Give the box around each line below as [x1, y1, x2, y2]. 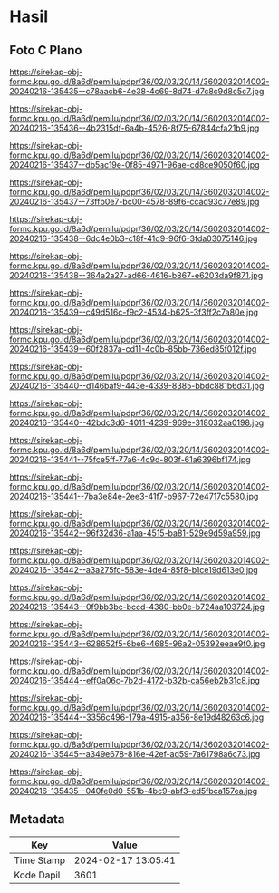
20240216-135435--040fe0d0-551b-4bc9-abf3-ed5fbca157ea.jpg [9, 786, 258, 796]
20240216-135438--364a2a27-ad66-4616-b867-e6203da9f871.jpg [9, 270, 264, 280]
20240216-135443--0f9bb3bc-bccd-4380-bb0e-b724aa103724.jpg [9, 601, 265, 612]
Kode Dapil [14, 869, 61, 881]
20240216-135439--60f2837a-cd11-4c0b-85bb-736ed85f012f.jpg [9, 344, 257, 354]
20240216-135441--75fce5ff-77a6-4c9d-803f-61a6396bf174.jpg [9, 454, 251, 464]
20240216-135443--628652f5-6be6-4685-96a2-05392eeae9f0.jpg [9, 638, 265, 649]
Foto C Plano [9, 43, 82, 58]
